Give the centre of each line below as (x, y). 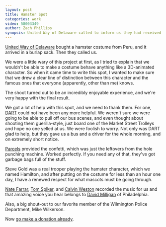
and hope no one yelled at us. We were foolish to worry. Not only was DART (83, 129)
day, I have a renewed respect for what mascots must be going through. (79, 180)
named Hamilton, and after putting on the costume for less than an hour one (83, 174)
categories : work (23, 19)
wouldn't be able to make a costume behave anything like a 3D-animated (80, 67)
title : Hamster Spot (27, 14)
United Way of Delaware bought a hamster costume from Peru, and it (76, 47)
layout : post (19, 10)
